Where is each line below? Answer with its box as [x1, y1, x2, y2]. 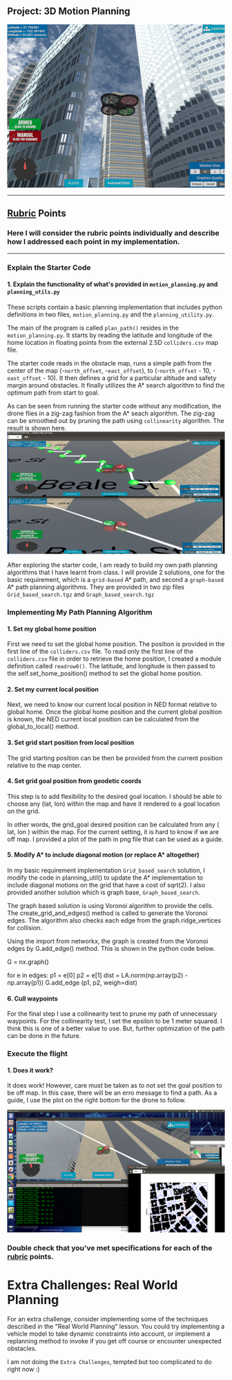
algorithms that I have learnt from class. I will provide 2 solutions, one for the [7, 568, 225, 576]
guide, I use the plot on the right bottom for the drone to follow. [7, 1096, 186, 1104]
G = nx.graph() [7, 958, 50, 966]
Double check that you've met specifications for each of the [7, 1243, 213, 1253]
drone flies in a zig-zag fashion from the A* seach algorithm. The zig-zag [7, 409, 215, 417]
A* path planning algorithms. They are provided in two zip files [7, 583, 185, 592]
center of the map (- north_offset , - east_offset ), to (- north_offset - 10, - [7, 366, 216, 375]
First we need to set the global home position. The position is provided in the [7, 640, 226, 648]
